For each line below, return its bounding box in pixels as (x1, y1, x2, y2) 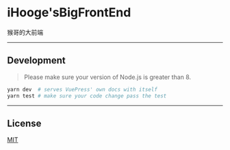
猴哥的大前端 (7, 28, 43, 36)
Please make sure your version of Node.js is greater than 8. (23, 73, 192, 81)
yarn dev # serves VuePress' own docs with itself (7, 86, 157, 93)
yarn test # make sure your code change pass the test (7, 92, 167, 100)
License (7, 117, 42, 129)
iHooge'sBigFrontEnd (7, 5, 131, 20)
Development (7, 55, 66, 66)
